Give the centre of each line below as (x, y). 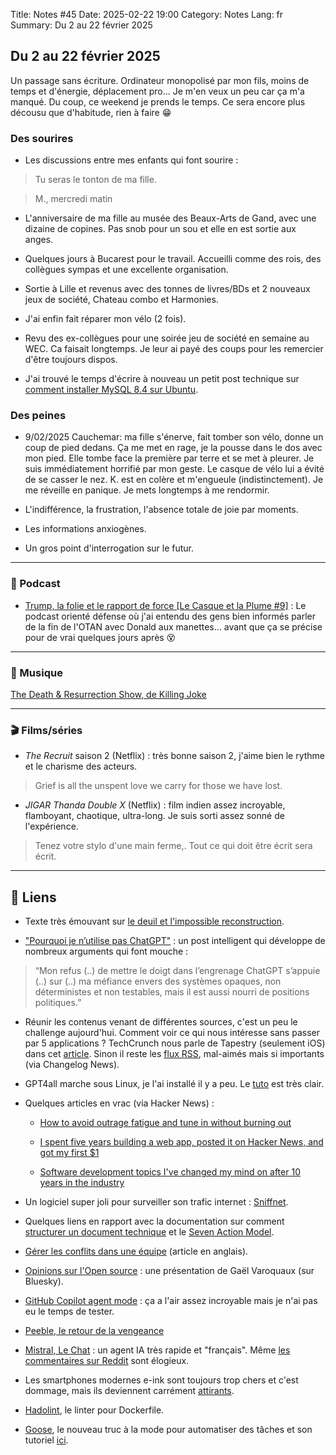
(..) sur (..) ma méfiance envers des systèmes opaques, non (158, 981)
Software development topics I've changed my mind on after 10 (170, 1172)
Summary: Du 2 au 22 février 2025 (81, 25)
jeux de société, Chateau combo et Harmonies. (121, 300)
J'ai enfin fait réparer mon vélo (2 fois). (105, 319)
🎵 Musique (36, 672)
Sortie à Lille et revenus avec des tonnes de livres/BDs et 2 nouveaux (167, 289)
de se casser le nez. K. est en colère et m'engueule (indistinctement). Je (174, 480)
